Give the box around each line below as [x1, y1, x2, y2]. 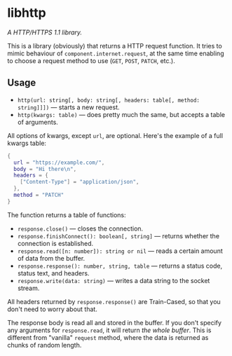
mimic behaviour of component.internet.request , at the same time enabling [7, 49, 224, 57]
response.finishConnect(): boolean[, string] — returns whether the [17, 231, 219, 240]
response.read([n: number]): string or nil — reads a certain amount [17, 247, 223, 255]
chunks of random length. [7, 341, 82, 349]
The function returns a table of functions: [7, 210, 126, 219]
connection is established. [17, 239, 94, 247]
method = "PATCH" [13, 191, 64, 198]
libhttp [7, 5, 47, 21]
